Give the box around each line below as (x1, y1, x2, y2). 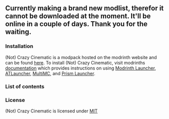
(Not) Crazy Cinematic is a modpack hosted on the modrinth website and (5, 54, 157, 60)
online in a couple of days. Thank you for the (5, 20, 148, 28)
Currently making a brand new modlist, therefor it (5, 4, 164, 13)
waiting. (5, 28, 32, 36)
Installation (5, 43, 34, 50)
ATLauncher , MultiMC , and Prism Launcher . (5, 70, 96, 76)
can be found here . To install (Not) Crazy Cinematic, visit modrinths (5, 59, 145, 66)
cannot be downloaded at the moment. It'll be (5, 12, 151, 21)
